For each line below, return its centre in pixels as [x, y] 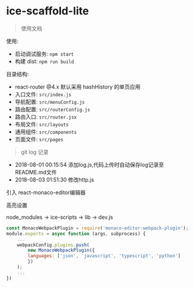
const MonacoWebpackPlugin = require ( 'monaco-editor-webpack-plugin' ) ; [97, 228]
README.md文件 [36, 172]
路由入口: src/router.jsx [46, 117]
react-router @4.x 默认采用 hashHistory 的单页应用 [78, 87]
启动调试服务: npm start [44, 54]
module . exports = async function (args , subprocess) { [76, 234]
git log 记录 [35, 152]
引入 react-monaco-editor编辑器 [46, 192]
